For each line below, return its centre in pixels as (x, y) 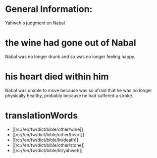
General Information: (49, 9)
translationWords (42, 115)
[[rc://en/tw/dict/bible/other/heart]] (48, 134)
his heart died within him (57, 77)
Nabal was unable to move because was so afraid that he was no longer (79, 90)
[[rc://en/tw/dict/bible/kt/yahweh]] (47, 150)
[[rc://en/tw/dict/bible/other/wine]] (48, 129)
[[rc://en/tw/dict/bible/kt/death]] (45, 140)
